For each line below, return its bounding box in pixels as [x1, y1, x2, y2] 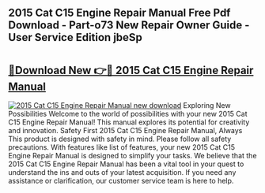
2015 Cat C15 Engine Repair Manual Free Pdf [8, 6, 231, 20]
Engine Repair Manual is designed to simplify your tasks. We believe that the [8, 151, 257, 160]
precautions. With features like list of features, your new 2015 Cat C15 [8, 143, 236, 152]
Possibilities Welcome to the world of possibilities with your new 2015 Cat [8, 109, 248, 118]
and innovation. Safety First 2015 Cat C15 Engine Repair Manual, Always [8, 126, 243, 135]
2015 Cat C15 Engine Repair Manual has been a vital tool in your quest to [8, 159, 244, 169]
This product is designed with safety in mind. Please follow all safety [8, 134, 232, 143]
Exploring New [183, 101, 231, 109]
